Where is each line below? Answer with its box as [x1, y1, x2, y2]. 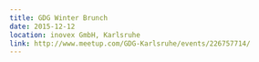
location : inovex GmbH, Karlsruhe [9, 30, 141, 39]
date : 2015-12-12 [9, 22, 76, 31]
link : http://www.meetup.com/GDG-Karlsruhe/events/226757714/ [9, 38, 251, 48]
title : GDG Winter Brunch [9, 13, 108, 23]
